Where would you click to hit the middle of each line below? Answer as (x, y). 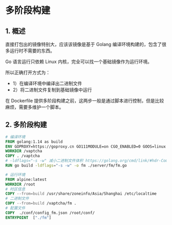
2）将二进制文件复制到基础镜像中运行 (52, 90)
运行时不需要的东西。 (32, 51)
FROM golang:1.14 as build (34, 141)
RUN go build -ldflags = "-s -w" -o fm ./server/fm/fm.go (66, 166)
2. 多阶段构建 (26, 125)
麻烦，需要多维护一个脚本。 (35, 107)
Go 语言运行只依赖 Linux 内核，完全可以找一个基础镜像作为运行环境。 (79, 62)
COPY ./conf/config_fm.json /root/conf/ (50, 213)
